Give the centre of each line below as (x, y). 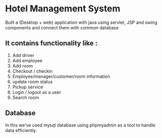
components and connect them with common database (62, 27)
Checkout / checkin (32, 71)
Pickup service (28, 87)
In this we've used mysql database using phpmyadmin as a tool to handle (80, 125)
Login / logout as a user (37, 92)
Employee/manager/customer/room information (61, 76)
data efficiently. (21, 130)
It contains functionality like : (51, 43)
